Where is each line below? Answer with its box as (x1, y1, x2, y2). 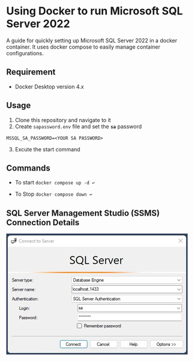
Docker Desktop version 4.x (14, 83, 84, 90)
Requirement (6, 67, 56, 77)
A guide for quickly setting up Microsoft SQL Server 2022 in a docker (6, 37, 177, 44)
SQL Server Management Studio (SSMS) (6, 208, 160, 218)
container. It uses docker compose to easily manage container (6, 43, 161, 50)
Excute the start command (14, 145, 80, 153)
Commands (6, 163, 51, 173)
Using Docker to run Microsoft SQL (6, 4, 183, 18)
